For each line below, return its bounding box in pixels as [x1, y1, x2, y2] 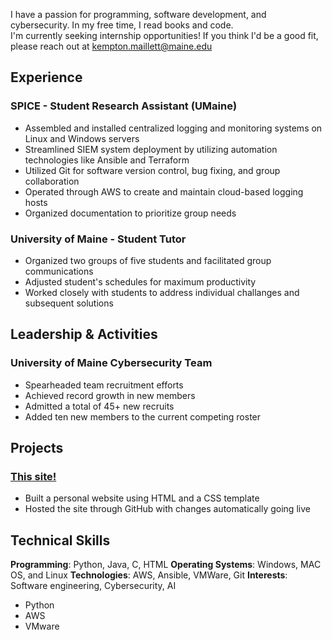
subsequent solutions [24, 297, 114, 309]
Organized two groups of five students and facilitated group [24, 254, 272, 266]
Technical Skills [10, 532, 111, 549]
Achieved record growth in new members [24, 389, 196, 401]
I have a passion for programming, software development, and [10, 9, 267, 20]
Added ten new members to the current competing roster [24, 410, 262, 423]
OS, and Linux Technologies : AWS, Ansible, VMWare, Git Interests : [10, 569, 288, 581]
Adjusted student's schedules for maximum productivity [24, 275, 257, 288]
